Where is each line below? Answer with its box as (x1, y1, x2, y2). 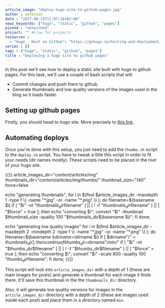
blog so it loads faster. (12, 92, 57, 98)
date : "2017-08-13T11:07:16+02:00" (5, 16, 80, 21)
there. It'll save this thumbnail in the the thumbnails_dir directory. (5, 277, 137, 283)
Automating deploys (5, 134, 69, 142)
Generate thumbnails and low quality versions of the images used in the (12, 87, 158, 93)
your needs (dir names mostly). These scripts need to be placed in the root (5, 157, 157, 163)
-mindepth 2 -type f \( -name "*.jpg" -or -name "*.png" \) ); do (30, 229, 156, 235)
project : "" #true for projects (5, 30, 71, 35)
